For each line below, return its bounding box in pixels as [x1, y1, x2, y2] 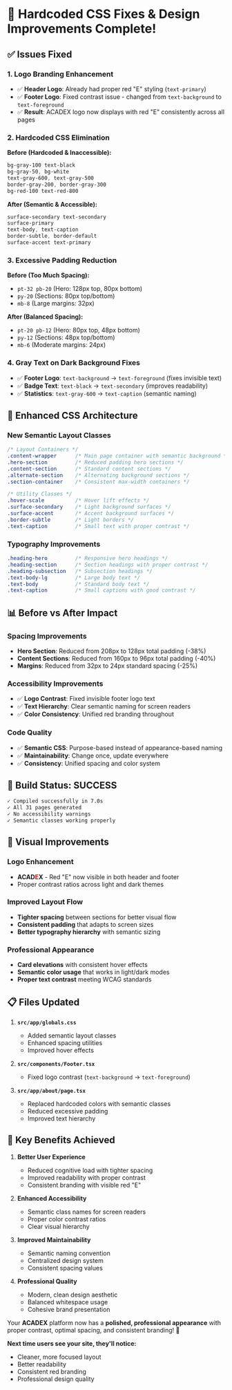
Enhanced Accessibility [17, 1194, 87, 1202]
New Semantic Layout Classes [7, 430, 112, 440]
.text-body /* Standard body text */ [7, 581, 150, 588]
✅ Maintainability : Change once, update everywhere [17, 751, 169, 760]
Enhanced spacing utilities [27, 1038, 103, 1046]
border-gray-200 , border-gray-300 [7, 181, 107, 188]
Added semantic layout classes [27, 1031, 117, 1040]
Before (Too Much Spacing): [7, 271, 90, 279]
